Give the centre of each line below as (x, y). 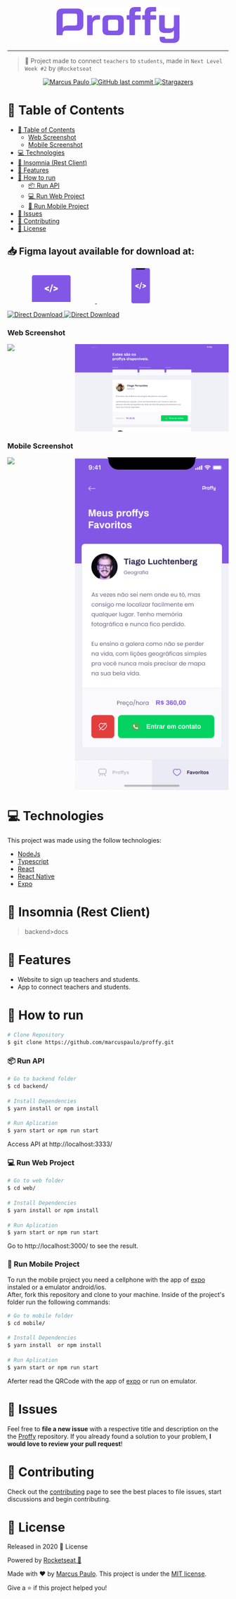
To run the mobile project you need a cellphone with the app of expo (106, 1279)
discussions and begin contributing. (59, 1499)
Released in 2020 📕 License (48, 1547)
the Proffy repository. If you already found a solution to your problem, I (110, 1436)
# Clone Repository (36, 1035)
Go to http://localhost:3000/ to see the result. (73, 1246)
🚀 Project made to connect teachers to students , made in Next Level (123, 60)
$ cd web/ (22, 1188)
